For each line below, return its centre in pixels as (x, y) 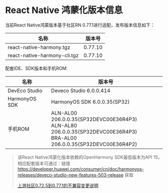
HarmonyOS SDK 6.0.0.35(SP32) (90, 102)
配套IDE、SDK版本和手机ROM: (36, 68)
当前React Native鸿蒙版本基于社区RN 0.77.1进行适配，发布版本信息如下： (80, 25)
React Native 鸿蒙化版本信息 (64, 10)
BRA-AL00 (64, 138)
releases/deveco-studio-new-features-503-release (70, 175)
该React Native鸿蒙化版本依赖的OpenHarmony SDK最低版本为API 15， (90, 157)
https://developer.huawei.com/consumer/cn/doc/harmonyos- (80, 169)
